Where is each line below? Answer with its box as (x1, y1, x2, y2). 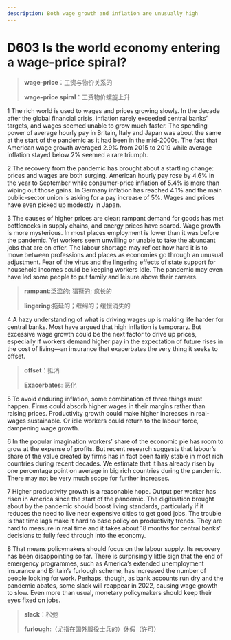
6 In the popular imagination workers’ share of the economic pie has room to (7, 437, 224, 446)
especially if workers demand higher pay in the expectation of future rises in (7, 337, 223, 346)
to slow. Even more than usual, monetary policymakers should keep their (7, 588, 212, 597)
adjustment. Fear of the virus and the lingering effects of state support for (7, 258, 217, 266)
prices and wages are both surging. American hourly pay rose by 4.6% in (7, 171, 214, 179)
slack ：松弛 (23, 610, 58, 618)
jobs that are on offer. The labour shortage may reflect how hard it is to (7, 243, 208, 252)
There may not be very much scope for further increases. (7, 474, 170, 482)
